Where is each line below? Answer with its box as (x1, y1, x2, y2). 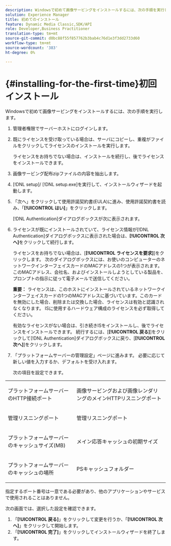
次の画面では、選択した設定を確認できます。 (5, 505, 99, 511)
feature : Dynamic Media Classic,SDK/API (5, 21, 93, 27)
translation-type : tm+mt (5, 31, 58, 36)
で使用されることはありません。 (5, 495, 72, 501)
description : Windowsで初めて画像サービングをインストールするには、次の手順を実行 (5, 7, 164, 13)
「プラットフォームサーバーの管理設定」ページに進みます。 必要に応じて (12, 352, 165, 358)
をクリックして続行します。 (19, 239, 77, 246)
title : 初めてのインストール (5, 17, 60, 22)
